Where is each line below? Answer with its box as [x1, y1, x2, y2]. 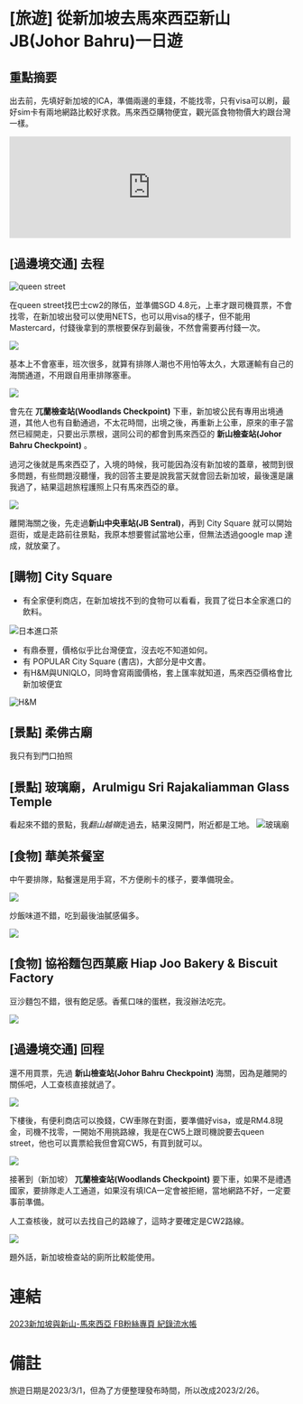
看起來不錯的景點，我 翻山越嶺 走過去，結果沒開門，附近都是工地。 [9, 819, 254, 830]
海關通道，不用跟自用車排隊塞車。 [9, 370, 136, 380]
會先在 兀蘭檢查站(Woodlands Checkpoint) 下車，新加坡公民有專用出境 [9, 406, 276, 417]
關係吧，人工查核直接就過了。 [9, 1079, 120, 1090]
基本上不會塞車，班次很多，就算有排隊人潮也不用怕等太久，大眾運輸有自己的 [9, 358, 294, 369]
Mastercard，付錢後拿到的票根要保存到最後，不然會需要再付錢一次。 [9, 322, 266, 332]
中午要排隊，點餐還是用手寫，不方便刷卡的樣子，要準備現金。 [9, 874, 239, 885]
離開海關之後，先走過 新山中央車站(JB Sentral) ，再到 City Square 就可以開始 [9, 517, 293, 529]
